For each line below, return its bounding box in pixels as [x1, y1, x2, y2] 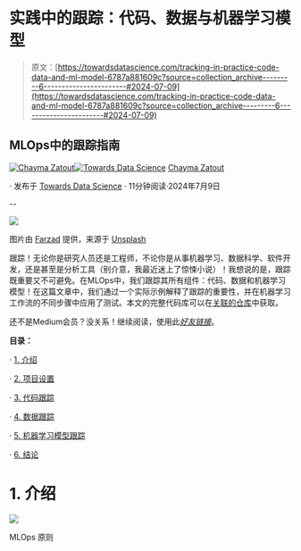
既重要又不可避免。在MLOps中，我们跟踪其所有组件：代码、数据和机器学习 [9, 274, 286, 286]
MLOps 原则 [9, 531, 54, 542]
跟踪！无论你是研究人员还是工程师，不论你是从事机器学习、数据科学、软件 [9, 252, 283, 263]
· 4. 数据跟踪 [9, 411, 55, 422]
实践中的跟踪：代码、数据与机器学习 [9, 8, 276, 29]
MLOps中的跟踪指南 [9, 138, 121, 153]
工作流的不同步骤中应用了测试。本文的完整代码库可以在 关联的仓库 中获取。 [9, 296, 283, 308]
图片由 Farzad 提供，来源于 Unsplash [9, 233, 146, 244]
